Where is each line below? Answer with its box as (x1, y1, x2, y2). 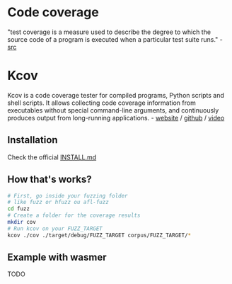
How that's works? (7, 174, 92, 186)
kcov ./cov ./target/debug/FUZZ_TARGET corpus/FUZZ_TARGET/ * (7, 232, 192, 239)
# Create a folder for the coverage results (7, 212, 141, 220)
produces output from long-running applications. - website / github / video (7, 113, 225, 122)
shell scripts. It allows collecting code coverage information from (7, 98, 196, 107)
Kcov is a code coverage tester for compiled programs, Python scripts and (7, 91, 224, 99)
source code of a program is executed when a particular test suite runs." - (7, 35, 223, 43)
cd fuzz (7, 205, 30, 212)
